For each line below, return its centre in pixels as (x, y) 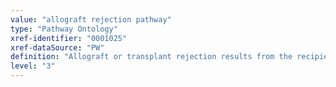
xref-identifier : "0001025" (69, 38)
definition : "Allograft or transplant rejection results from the (151, 57)
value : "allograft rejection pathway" (91, 19)
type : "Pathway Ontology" (64, 29)
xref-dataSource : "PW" (57, 47)
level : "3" (33, 66)
